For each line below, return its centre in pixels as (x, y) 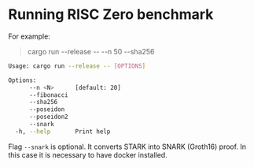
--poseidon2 (48, 117)
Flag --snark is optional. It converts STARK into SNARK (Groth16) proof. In (127, 147)
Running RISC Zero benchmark (111, 15)
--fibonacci (48, 95)
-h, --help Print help (63, 132)
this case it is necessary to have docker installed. (88, 154)
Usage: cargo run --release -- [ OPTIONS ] (77, 66)
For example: (29, 36)
